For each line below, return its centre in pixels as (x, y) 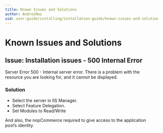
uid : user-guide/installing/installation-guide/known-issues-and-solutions (83, 18)
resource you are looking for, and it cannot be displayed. (61, 77)
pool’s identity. (20, 125)
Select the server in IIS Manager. (45, 100)
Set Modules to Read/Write (39, 111)
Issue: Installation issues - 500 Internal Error (74, 60)
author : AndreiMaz (24, 14)
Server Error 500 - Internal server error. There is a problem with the (72, 72)
